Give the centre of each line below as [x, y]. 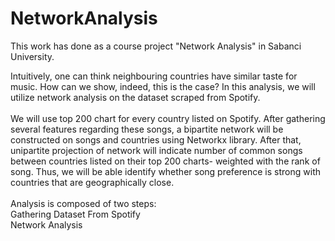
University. [32, 56]
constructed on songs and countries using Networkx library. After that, [156, 139]
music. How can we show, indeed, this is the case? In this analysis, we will [163, 86]
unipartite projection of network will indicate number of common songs [156, 150]
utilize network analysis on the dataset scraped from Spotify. [135, 97]
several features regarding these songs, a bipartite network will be [147, 129]
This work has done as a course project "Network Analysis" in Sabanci [156, 46]
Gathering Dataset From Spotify [75, 214]
